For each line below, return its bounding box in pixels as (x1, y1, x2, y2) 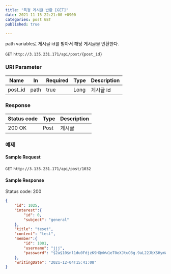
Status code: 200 (5, 188, 42, 195)
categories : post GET (5, 17, 51, 22)
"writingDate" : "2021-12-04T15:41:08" (14, 260, 97, 265)
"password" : (23, 250, 49, 255)
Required (46, 77, 69, 84)
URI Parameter (5, 64, 42, 71)
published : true (5, 21, 40, 27)
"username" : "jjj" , (23, 245, 65, 251)
